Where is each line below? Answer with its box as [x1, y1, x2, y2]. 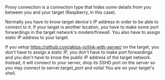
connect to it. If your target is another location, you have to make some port [5, 24, 159, 30]
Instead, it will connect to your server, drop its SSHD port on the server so [5, 60, 156, 65]
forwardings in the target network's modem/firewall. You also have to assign [5, 29, 161, 35]
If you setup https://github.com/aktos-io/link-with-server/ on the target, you [5, 44, 159, 50]
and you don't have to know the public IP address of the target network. [5, 54, 152, 60]
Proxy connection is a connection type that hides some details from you [5, 4, 152, 10]
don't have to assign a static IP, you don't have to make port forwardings [5, 49, 153, 55]
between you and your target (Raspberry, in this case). [5, 9, 116, 15]
